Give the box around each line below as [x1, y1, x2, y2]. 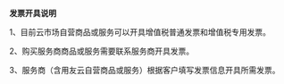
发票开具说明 [9, 8, 56, 18]
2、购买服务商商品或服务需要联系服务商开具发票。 [9, 46, 195, 56]
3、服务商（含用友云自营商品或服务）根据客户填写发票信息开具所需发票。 [9, 65, 280, 75]
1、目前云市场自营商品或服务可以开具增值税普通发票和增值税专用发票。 [9, 27, 271, 38]
